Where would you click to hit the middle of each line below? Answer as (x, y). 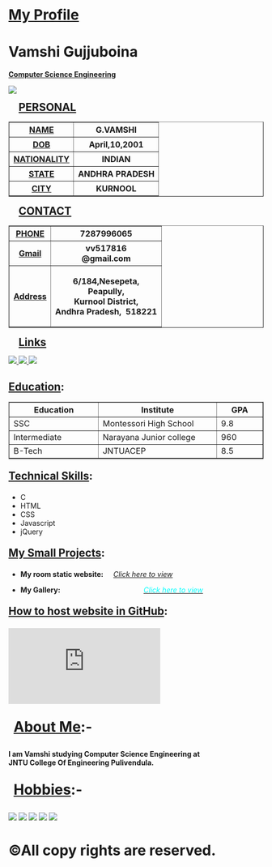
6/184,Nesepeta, (106, 281)
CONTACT (45, 211)
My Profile (44, 15)
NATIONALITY (42, 160)
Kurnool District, (106, 301)
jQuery (31, 532)
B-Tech (28, 451)
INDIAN (116, 160)
